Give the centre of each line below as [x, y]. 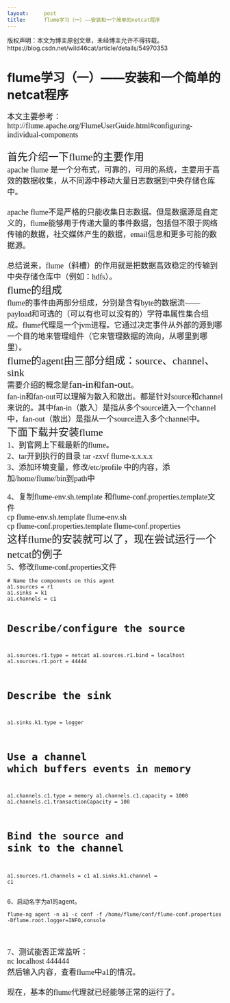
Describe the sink [59, 696]
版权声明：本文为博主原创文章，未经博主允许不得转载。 [85, 40]
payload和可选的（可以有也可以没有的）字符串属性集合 [104, 314]
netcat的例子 [35, 555]
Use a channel [47, 757]
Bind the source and [66, 836]
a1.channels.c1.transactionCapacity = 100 [68, 802]
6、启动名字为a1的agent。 [44, 901]
